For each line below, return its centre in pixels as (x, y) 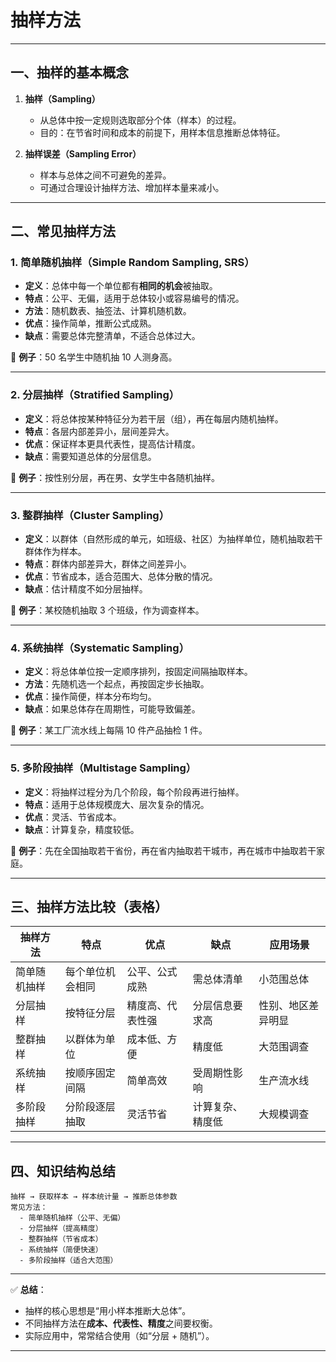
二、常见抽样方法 (63, 231)
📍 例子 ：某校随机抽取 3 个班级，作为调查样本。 (107, 610)
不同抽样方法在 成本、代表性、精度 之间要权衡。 (121, 1323)
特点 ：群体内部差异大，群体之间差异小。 (108, 564)
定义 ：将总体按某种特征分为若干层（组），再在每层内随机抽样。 (154, 418)
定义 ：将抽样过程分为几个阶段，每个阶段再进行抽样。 (134, 792)
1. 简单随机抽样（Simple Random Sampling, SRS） (132, 263)
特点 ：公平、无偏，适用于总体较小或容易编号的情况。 (134, 298)
